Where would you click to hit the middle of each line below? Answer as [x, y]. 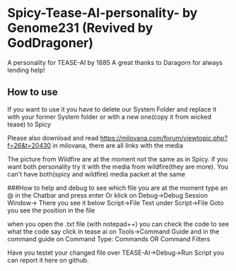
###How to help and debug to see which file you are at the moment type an [118, 188]
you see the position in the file [51, 210]
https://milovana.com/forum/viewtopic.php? [164, 138]
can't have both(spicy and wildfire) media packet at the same [96, 174]
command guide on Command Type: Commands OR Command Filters [109, 239]
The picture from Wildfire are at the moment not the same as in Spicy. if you [118, 159]
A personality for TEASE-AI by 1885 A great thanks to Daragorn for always [115, 62]
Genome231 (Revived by [80, 28]
